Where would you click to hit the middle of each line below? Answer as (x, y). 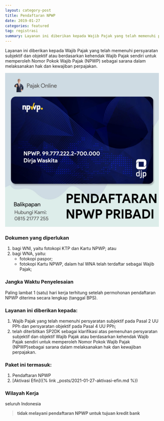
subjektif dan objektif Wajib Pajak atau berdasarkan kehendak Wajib (80, 337)
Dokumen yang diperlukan (37, 238)
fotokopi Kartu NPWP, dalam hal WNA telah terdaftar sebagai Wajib (87, 264)
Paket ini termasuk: (29, 365)
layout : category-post (28, 10)
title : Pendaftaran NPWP (30, 15)
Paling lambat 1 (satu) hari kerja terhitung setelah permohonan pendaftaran (80, 293)
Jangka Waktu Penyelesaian (39, 282)
